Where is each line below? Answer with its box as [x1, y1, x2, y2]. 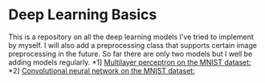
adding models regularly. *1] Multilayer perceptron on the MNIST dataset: [8, 57, 251, 67]
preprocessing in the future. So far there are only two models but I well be [8, 49, 253, 58]
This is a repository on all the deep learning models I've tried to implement [8, 32, 255, 41]
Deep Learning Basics [8, 6, 157, 24]
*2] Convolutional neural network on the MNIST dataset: [8, 65, 195, 75]
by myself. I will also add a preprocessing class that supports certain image [8, 40, 257, 49]
